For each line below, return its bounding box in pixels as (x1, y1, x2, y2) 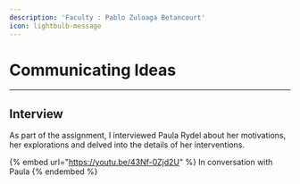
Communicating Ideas (9, 60, 177, 80)
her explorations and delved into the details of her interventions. (9, 139, 246, 150)
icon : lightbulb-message (9, 21, 102, 30)
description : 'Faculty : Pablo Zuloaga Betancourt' (9, 13, 205, 22)
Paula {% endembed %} (9, 166, 98, 177)
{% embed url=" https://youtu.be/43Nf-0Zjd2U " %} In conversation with (9, 157, 273, 168)
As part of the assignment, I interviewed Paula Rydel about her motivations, (9, 130, 287, 141)
